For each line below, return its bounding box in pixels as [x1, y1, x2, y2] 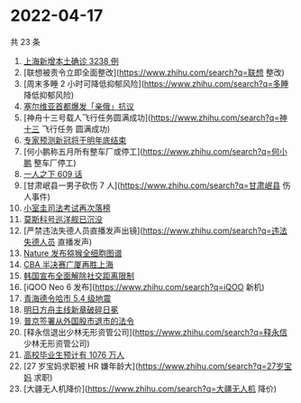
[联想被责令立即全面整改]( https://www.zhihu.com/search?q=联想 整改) [23, 67, 285, 78]
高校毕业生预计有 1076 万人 [23, 349, 125, 360]
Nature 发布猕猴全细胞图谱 [23, 248, 123, 258]
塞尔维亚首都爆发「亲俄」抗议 [23, 100, 134, 111]
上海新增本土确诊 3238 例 [23, 55, 120, 66]
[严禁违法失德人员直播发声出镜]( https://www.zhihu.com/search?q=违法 [23, 225, 287, 236]
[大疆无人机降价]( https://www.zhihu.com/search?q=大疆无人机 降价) [23, 383, 278, 394]
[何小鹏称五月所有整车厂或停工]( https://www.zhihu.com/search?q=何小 [23, 145, 287, 156]
